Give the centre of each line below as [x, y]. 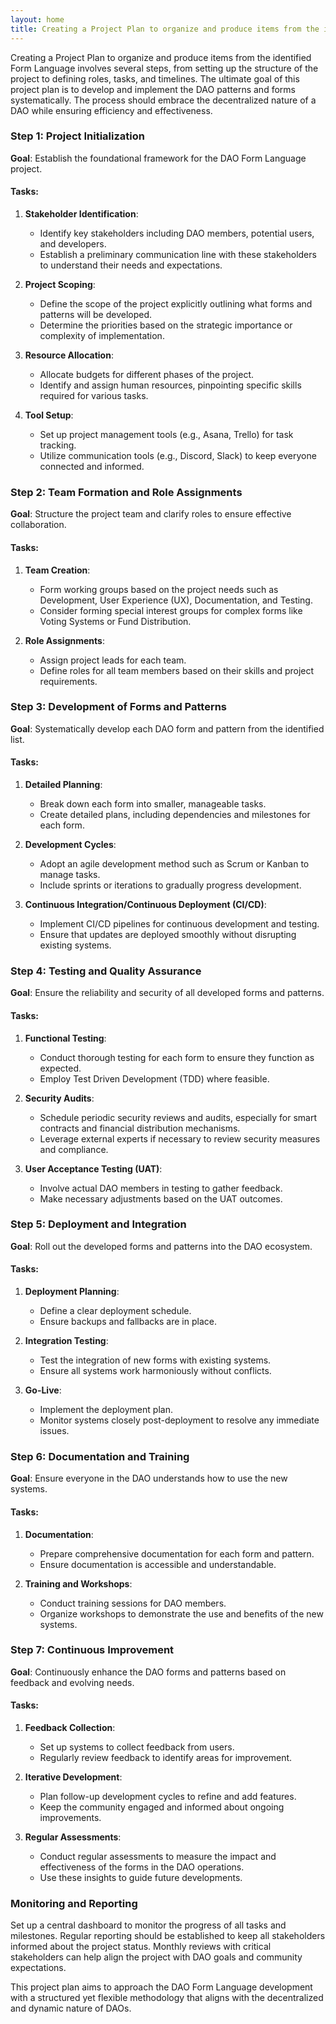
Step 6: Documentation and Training [100, 1456]
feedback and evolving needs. [72, 1682]
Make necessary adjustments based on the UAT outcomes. [161, 1198]
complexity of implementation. [102, 335]
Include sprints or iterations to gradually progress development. [170, 885]
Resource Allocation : [69, 355]
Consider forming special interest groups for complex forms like [171, 610]
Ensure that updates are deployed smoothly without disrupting [168, 934]
